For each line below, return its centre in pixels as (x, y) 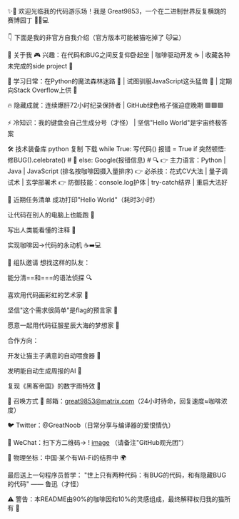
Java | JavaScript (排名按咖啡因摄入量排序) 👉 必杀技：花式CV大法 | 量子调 (118, 171)
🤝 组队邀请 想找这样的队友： (49, 262)
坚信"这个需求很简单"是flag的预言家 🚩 (63, 310)
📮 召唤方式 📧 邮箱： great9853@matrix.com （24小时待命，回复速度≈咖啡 (114, 401)
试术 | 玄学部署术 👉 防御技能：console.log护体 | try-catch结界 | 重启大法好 (118, 182)
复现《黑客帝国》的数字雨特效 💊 (54, 386)
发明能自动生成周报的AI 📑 (45, 371)
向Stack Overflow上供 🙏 (42, 90)
